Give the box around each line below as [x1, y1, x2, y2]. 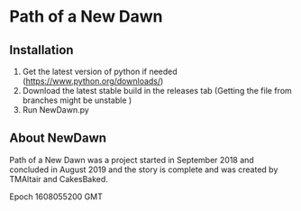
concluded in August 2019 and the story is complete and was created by [9, 164, 278, 175]
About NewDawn [9, 131, 106, 146]
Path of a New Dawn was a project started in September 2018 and [9, 154, 254, 165]
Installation [9, 42, 74, 58]
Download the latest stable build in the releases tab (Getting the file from [22, 86, 293, 96]
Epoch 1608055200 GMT [9, 191, 104, 202]
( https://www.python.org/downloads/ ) [22, 76, 164, 87]
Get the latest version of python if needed [22, 66, 178, 77]
